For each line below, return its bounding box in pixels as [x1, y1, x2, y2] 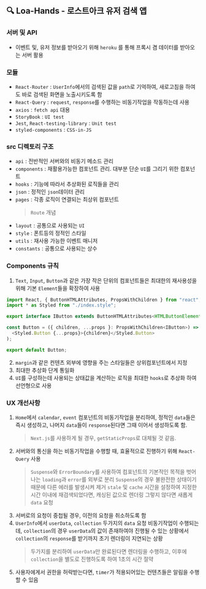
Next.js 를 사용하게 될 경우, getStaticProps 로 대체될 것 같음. [30, 435, 177, 441]
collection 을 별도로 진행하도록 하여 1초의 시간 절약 [30, 555, 154, 563]
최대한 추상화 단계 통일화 [15, 367, 75, 374]
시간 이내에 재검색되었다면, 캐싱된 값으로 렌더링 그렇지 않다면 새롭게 [30, 491, 193, 498]
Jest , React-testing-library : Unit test [15, 119, 117, 127]
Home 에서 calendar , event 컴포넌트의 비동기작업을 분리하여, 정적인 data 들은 [15, 414, 196, 421]
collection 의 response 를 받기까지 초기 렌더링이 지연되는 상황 [15, 535, 164, 542]
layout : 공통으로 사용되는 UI [15, 222, 85, 229]
